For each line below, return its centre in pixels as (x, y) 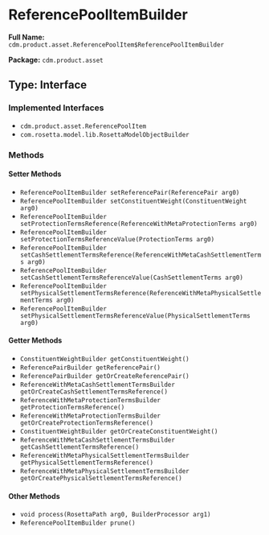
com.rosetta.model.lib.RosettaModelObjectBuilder (105, 134)
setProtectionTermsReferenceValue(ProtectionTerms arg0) (117, 239)
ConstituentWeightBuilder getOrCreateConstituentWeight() (119, 431)
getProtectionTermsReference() (72, 407)
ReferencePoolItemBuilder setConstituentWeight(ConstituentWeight (133, 201)
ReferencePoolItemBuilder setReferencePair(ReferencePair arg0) (130, 192)
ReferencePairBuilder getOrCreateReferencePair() (105, 376)
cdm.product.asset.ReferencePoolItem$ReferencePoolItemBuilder (116, 45)
